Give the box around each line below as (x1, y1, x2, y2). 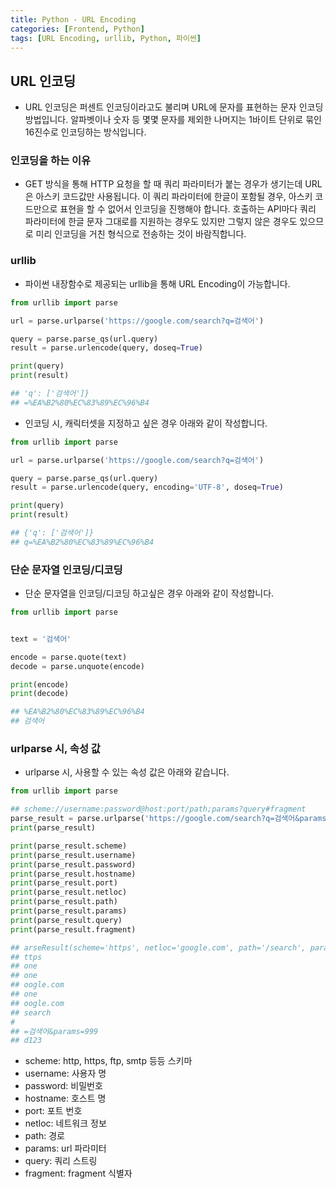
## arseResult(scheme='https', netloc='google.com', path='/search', (10, 942, 307, 953)
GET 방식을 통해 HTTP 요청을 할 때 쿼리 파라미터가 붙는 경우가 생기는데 (24, 178, 303, 190)
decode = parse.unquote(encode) (10, 661, 145, 671)
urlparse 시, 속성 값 (10, 742, 101, 755)
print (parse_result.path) (10, 897, 118, 907)
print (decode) (10, 689, 70, 699)
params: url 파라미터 (24, 1142, 107, 1155)
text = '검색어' (10, 634, 72, 644)
